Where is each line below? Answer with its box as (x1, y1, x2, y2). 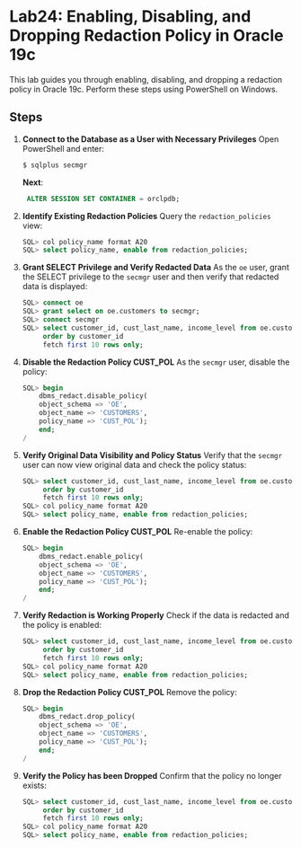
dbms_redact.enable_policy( (39, 552, 144, 561)
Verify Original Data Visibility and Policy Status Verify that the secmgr (22, 449, 283, 460)
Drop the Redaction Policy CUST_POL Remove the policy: (22, 686, 237, 697)
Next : (22, 177, 44, 188)
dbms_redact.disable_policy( (39, 392, 148, 401)
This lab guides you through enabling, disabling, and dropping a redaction (9, 74, 283, 84)
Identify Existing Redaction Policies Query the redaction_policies (22, 210, 271, 221)
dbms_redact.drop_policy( (39, 712, 137, 721)
